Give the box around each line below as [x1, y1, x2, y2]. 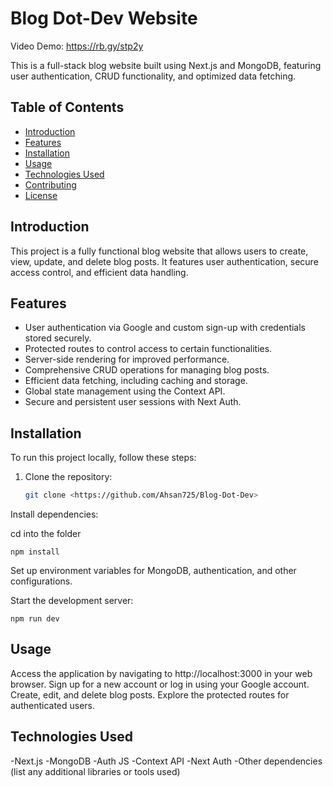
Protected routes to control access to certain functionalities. [24, 343, 273, 355]
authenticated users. [10, 699, 96, 711]
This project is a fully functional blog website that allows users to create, [10, 245, 309, 257]
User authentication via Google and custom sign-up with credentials [24, 322, 306, 334]
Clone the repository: [24, 471, 113, 483]
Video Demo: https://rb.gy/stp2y [10, 40, 144, 52]
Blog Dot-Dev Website [10, 7, 198, 30]
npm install [10, 547, 60, 557]
